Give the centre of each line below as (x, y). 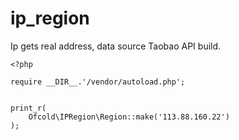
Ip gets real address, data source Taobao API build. (116, 46)
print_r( (28, 108)
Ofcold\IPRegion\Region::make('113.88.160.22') (129, 117)
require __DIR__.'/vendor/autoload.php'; (98, 82)
